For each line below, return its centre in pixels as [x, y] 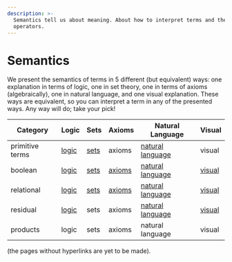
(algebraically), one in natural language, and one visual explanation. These [113, 94]
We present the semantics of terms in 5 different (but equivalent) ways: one [115, 79]
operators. [29, 26]
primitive [25, 146]
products [25, 230]
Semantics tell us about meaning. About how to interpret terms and [114, 20]
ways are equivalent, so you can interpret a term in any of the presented [110, 101]
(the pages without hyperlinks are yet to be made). [79, 251]
